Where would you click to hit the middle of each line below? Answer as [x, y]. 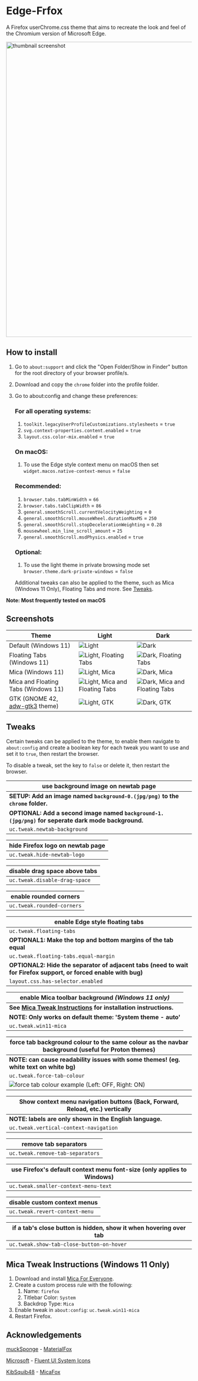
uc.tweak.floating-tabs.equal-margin [62, 956]
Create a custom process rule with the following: [73, 1285]
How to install [32, 352]
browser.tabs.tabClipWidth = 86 [62, 505]
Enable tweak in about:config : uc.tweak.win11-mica [77, 1310]
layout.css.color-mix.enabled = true [69, 437]
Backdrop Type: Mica [49, 1304]
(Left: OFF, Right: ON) [115, 1085]
